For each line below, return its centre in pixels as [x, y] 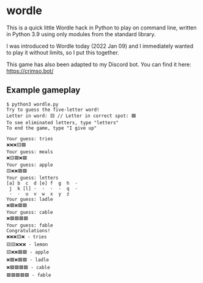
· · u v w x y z [39, 194]
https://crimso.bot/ [30, 70]
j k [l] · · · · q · [43, 188]
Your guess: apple [30, 165]
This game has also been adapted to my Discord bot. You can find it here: [99, 64]
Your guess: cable [30, 212]
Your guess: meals [30, 152]
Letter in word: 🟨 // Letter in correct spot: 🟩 [71, 116]
